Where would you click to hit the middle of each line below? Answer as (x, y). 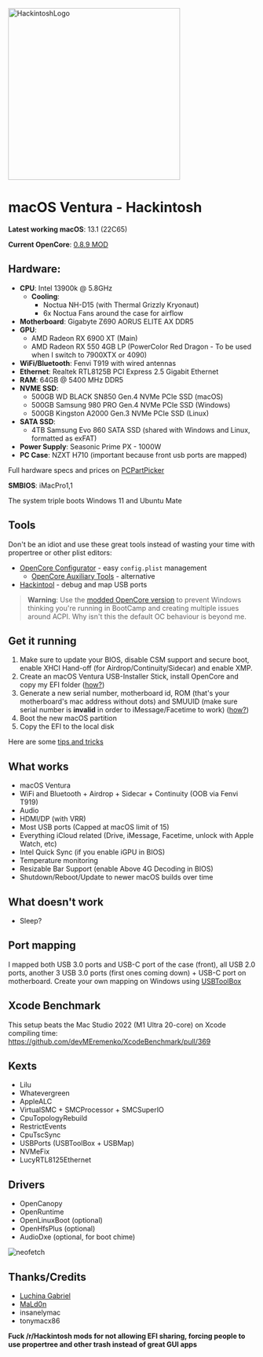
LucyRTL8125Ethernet (55, 1160)
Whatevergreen (45, 1093)
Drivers (27, 1185)
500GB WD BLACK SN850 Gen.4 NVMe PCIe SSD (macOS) (127, 397)
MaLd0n (33, 1304)
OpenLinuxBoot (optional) (61, 1220)
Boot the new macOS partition (68, 719)
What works (38, 766)
